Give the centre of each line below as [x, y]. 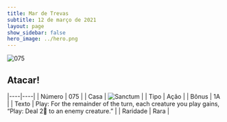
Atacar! [23, 80]
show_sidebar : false [37, 33]
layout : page [26, 26]
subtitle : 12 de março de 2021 [52, 20]
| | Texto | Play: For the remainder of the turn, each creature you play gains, [113, 103]
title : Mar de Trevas [38, 13]
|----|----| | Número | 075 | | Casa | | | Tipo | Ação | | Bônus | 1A [114, 96]
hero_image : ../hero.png [43, 39]
